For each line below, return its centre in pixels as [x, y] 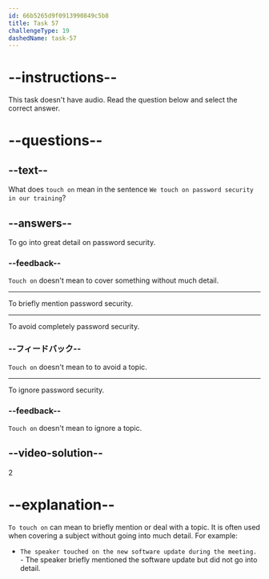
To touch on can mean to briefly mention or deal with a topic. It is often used [134, 527]
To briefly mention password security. [71, 304]
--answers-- [40, 223]
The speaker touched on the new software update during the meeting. [139, 552]
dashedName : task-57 [43, 38]
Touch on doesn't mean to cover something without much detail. [114, 280]
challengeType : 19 [39, 30]
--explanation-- [62, 505]
